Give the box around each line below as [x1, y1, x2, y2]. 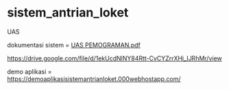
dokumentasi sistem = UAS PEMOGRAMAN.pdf [7, 41, 141, 49]
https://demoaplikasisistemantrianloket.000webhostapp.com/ [7, 74, 181, 83]
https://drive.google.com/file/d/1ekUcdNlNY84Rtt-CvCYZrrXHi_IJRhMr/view [7, 54, 223, 63]
